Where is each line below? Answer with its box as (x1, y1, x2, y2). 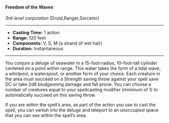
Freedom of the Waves (5, 4, 54, 10)
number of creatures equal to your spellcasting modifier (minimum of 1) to (5, 87, 158, 93)
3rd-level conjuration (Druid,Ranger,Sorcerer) (5, 15, 100, 21)
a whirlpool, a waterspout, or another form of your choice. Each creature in (5, 71, 160, 77)
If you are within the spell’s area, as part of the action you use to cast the (5, 102, 156, 108)
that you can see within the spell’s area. (5, 112, 87, 118)
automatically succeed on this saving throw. (5, 92, 96, 98)
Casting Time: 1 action (12, 30, 60, 36)
